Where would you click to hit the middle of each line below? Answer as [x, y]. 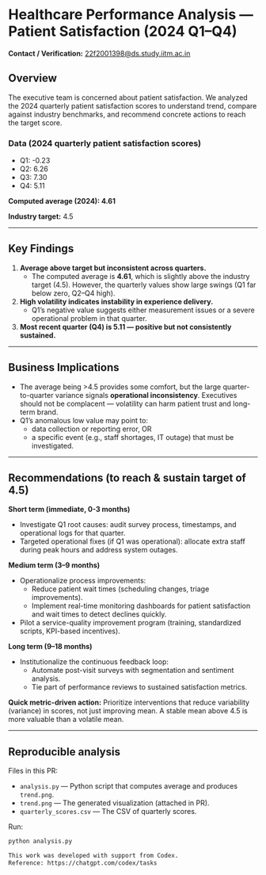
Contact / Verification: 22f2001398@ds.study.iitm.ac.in [99, 53]
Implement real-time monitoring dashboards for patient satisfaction [141, 606]
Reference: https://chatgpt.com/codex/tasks [83, 863]
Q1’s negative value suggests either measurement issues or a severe [143, 310]
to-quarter [36, 395]
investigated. [52, 445]
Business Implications [64, 367]
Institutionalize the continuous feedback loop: [94, 662]
